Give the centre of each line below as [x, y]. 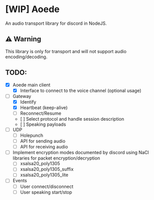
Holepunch [32, 135]
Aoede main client [31, 85]
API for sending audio [43, 141]
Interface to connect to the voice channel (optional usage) [81, 90]
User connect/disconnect [47, 186]
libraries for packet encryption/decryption [56, 158]
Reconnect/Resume [41, 113]
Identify [28, 102]
